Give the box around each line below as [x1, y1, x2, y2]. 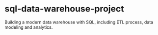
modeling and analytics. [4, 24, 53, 30]
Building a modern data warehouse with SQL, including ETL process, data [4, 19, 154, 25]
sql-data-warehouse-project [4, 3, 125, 14]
